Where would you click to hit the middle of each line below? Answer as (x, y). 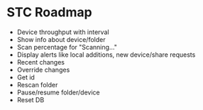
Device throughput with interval (63, 32)
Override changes (43, 70)
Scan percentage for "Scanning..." (67, 47)
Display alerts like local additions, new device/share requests (106, 55)
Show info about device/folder (61, 39)
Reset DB (31, 99)
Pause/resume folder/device (58, 92)
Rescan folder (37, 84)
